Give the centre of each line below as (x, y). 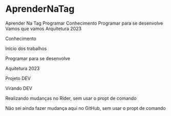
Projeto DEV (18, 78)
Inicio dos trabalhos (26, 48)
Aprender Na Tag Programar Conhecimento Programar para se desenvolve (84, 23)
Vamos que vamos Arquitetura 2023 (44, 28)
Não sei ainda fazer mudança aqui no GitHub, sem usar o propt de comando (86, 108)
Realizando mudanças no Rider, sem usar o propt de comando (71, 98)
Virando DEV (19, 88)
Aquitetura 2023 (23, 68)
